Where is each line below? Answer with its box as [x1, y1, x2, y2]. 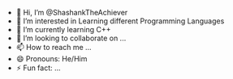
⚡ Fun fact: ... [15, 63, 61, 73]
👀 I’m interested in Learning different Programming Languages [15, 16, 225, 26]
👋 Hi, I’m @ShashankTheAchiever [15, 8, 128, 17]
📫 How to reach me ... [15, 43, 92, 52]
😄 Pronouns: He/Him [15, 54, 88, 64]
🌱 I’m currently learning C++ [15, 25, 111, 34]
